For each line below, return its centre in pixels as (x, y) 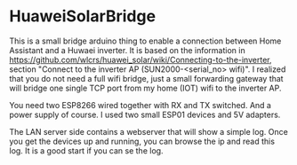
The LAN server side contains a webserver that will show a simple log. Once (149, 131)
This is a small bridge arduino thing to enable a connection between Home (145, 41)
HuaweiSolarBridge (83, 16)
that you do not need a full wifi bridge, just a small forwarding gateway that (146, 78)
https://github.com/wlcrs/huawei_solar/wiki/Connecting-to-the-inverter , (140, 59)
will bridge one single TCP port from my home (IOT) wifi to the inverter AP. (145, 88)
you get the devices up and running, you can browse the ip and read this (142, 141)
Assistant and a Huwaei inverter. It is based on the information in (128, 50)
